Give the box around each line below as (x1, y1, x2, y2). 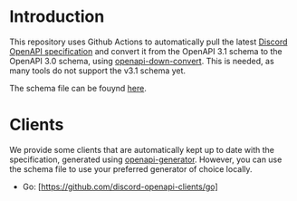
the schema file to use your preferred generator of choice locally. (9, 163, 253, 174)
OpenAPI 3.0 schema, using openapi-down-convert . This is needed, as (9, 55, 274, 66)
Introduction (9, 6, 105, 27)
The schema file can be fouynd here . (9, 82, 148, 93)
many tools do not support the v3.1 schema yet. (9, 65, 187, 76)
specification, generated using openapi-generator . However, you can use (9, 154, 283, 165)
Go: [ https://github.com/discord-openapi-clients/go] (22, 181, 219, 192)
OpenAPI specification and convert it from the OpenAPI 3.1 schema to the (9, 45, 283, 56)
